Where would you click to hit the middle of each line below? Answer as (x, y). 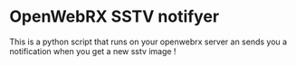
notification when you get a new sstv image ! (93, 51)
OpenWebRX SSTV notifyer (115, 17)
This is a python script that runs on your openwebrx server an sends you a (148, 42)
